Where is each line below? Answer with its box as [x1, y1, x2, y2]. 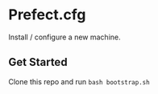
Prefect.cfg [8, 6, 86, 24]
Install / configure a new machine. [8, 32, 121, 42]
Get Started [8, 55, 68, 69]
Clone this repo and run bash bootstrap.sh [8, 76, 151, 86]
